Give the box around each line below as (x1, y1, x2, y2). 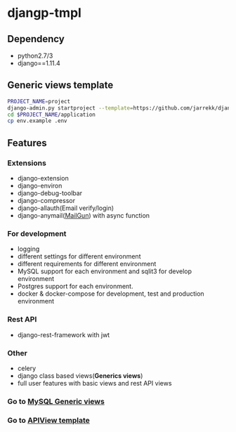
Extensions (7, 158, 47, 168)
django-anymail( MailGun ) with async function (17, 211, 150, 219)
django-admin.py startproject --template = (7, 104, 133, 112)
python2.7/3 (17, 51, 53, 60)
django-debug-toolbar (17, 189, 83, 197)
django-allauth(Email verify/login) (17, 204, 114, 212)
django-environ (17, 181, 63, 190)
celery (17, 364, 37, 372)
